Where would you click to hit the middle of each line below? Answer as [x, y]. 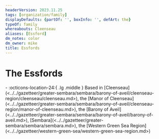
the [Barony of [93, 109]
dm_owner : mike [21, 43]
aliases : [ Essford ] [26, 34]
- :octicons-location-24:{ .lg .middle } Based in [54, 87]
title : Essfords [22, 48]
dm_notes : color [22, 39]
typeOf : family [21, 24]
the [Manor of [94, 98]
